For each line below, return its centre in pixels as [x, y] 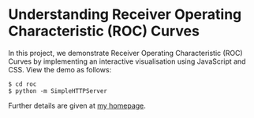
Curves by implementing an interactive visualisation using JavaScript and [127, 61]
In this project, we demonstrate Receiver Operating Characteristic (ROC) [125, 53]
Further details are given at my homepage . [77, 105]
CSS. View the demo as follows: [60, 69]
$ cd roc [22, 84]
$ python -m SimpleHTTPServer [58, 91]
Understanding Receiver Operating [125, 15]
